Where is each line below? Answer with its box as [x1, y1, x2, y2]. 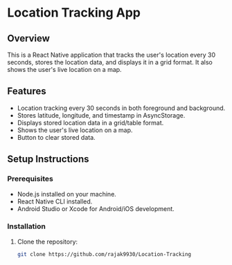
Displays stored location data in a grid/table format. [17, 118, 164, 127]
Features [7, 85, 46, 98]
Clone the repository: [17, 237, 78, 246]
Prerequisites [7, 174, 53, 184]
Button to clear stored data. [17, 133, 96, 141]
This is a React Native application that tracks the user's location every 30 [7, 51, 216, 59]
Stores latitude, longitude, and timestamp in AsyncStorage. [17, 111, 186, 119]
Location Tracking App [7, 5, 141, 21]
